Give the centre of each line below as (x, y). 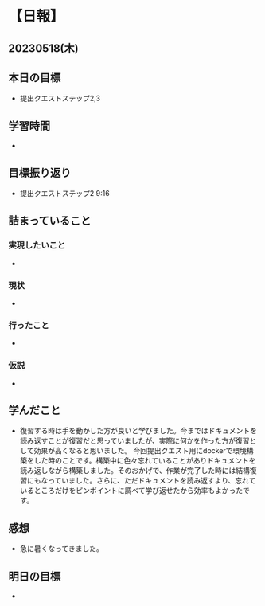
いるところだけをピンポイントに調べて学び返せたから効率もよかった (131, 491)
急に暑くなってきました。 (61, 549)
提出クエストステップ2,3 (60, 98)
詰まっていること (50, 221)
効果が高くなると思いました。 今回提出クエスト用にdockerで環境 (140, 451)
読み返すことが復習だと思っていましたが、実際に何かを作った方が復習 (134, 441)
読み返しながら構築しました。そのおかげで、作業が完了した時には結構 (135, 471)
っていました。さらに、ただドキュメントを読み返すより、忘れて (152, 481)
